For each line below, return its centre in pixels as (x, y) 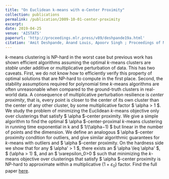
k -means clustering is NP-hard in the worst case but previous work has (79, 57)
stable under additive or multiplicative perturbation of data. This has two (80, 68)
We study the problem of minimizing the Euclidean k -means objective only (82, 110)
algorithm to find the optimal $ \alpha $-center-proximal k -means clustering (84, 121)
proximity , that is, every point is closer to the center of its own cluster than (82, 100)
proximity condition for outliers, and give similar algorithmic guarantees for (82, 137)
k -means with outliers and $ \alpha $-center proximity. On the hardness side (84, 143)
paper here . (17, 171)
